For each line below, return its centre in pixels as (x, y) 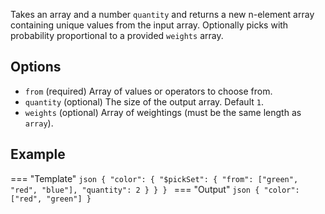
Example (38, 154)
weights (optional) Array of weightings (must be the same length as (163, 112)
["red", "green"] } (51, 199)
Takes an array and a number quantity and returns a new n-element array (162, 14)
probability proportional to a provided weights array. (117, 35)
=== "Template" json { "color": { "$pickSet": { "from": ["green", (154, 178)
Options (36, 67)
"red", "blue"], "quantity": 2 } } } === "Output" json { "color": (155, 189)
